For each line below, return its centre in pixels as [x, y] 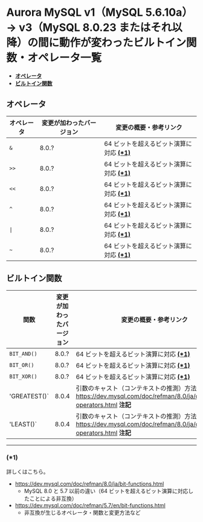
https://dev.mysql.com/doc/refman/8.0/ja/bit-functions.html [89, 484]
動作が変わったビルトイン [123, 43]
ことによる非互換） [53, 498]
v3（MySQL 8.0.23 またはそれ [95, 28]
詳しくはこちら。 [27, 471]
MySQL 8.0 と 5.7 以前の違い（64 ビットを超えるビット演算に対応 [106, 491]
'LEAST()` [23, 424]
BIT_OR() [22, 365]
